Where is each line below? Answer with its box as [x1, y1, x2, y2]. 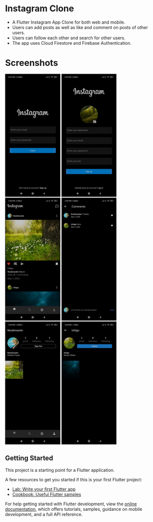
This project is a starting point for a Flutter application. [5, 467, 115, 473]
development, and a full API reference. [5, 511, 83, 517]
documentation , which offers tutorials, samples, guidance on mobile [5, 506, 142, 512]
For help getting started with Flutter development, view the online [5, 501, 137, 507]
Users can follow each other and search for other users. [12, 35, 126, 41]
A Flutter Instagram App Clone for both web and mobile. [12, 19, 126, 25]
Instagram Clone [5, 3, 75, 14]
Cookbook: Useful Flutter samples [12, 491, 81, 497]
